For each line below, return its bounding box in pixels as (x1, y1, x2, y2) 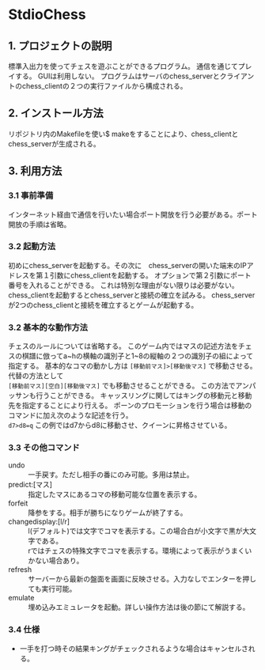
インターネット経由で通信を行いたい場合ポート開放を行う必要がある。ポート (8, 210, 258, 219)
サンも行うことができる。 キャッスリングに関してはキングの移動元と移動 (14, 391, 252, 400)
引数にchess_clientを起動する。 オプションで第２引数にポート (49, 271, 252, 280)
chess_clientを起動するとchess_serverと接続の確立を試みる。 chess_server (8, 290, 256, 300)
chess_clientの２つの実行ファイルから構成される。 (21, 81, 187, 90)
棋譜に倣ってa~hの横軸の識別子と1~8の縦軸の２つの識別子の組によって (21, 351, 254, 361)
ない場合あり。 (34, 556, 84, 566)
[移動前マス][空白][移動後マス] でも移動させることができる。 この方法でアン (8, 381, 249, 391)
